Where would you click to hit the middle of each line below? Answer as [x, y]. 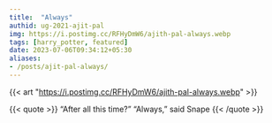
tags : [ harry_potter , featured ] [68, 42]
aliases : [25, 58]
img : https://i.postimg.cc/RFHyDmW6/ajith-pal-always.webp [120, 34]
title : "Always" [41, 17]
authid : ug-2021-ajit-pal [57, 26]
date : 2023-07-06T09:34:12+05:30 [71, 50]
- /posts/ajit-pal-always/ [59, 67]
